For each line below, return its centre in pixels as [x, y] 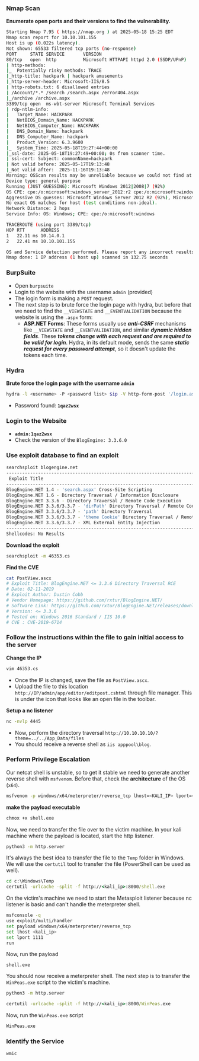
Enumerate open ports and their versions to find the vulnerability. [88, 21]
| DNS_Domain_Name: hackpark [45, 132]
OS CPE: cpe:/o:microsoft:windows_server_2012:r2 [69, 192]
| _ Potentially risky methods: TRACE [54, 71]
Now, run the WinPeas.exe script [45, 1015]
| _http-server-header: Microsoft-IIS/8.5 [58, 82]
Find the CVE [23, 567]
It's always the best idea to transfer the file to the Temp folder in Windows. [96, 858]
